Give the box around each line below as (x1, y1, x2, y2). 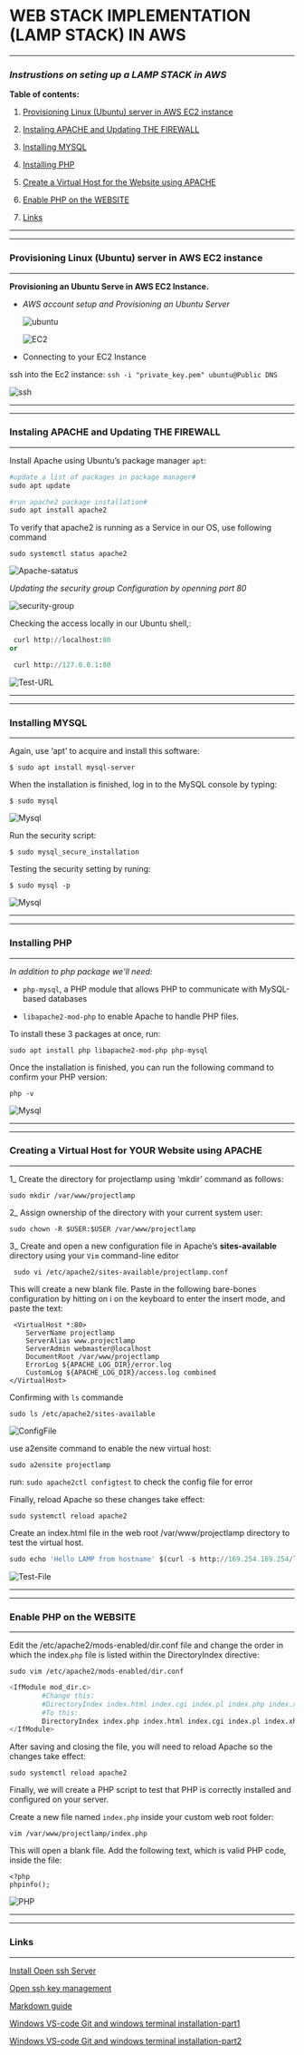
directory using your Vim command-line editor (9, 1249, 179, 1261)
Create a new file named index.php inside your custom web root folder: (9, 1812, 274, 1823)
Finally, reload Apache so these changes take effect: (9, 1493, 205, 1504)
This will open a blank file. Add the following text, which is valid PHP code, (9, 1845, 287, 1856)
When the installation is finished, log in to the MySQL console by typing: (9, 779, 278, 790)
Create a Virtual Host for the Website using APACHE (22, 177, 216, 188)
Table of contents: (9, 89, 80, 100)
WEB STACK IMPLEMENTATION (9, 5, 252, 26)
